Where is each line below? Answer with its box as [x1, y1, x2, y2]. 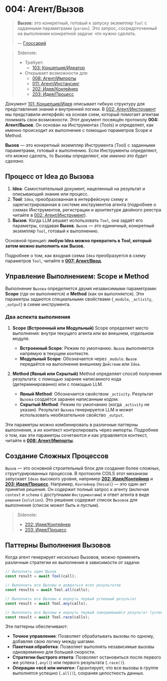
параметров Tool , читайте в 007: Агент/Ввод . [5, 258, 103, 264]
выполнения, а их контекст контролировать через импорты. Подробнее [5, 427, 159, 433]
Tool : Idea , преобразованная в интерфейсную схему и [12, 196, 128, 202]
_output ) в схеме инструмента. [5, 301, 71, 307]
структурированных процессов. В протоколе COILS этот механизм [5, 470, 148, 476]
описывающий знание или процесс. [12, 191, 89, 197]
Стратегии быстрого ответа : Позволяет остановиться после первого [12, 654, 162, 660]
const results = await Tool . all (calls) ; [5, 587, 90, 592]
